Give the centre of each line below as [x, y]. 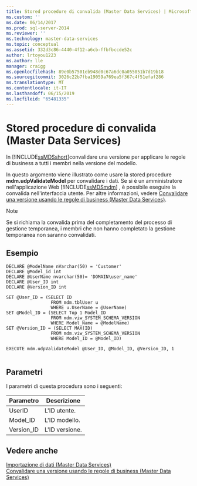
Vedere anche [32, 450]
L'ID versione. [63, 430]
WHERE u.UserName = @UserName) [89, 308]
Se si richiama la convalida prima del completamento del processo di [89, 222]
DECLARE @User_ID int [33, 282]
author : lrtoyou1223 [31, 55]
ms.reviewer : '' [26, 33]
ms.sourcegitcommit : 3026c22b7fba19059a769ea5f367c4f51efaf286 [85, 77]
